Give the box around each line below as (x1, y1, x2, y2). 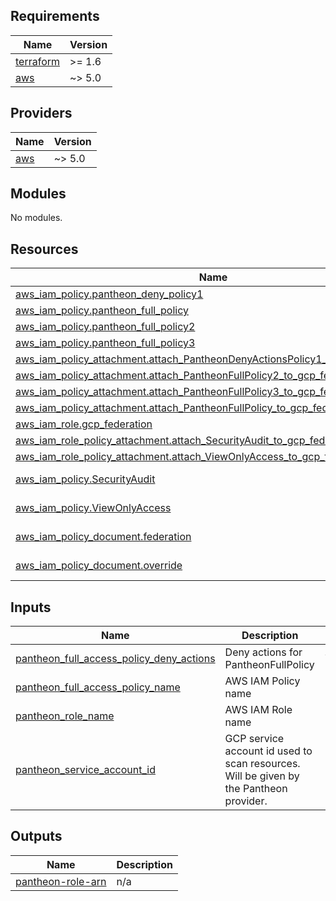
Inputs (10, 599, 52, 616)
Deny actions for (224, 645, 303, 659)
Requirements (10, 8, 100, 25)
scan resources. (224, 757, 301, 771)
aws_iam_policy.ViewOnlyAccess (15, 501, 172, 515)
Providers (10, 105, 73, 122)
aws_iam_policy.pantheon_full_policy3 (15, 336, 196, 350)
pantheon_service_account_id (15, 763, 156, 777)
